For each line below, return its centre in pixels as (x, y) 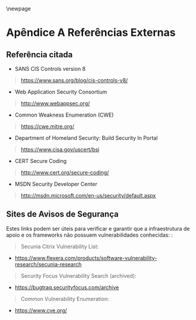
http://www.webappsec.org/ (55, 103)
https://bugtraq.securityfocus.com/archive (67, 287)
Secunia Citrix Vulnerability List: (60, 246)
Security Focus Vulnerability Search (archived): (78, 275)
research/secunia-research (48, 264)
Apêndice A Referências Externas (91, 33)
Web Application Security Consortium (61, 92)
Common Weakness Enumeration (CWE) (64, 115)
